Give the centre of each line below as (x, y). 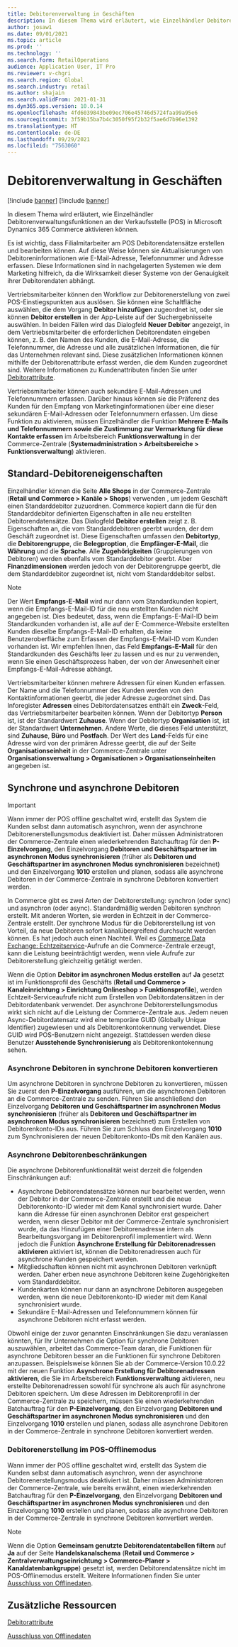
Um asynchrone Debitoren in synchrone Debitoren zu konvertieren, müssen (118, 1083)
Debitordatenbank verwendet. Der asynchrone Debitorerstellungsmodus (113, 1004)
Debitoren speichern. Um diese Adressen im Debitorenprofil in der (104, 1394)
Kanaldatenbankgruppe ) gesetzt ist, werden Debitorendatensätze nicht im (117, 1568)
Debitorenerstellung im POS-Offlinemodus (82, 1450)
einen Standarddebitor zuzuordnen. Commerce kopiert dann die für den (112, 506)
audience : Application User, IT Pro (61, 67)
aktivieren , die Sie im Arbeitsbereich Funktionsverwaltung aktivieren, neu (116, 1379)
